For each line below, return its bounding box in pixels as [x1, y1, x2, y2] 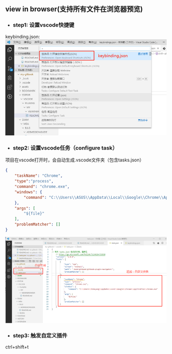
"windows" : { [14, 189, 42, 195]
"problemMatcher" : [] [14, 222, 60, 227]
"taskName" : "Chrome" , [14, 173, 63, 178]
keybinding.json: [5, 33, 40, 39]
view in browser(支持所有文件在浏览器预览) [5, 5, 143, 14]
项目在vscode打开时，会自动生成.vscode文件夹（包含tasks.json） [5, 157, 144, 163]
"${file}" [24, 211, 45, 216]
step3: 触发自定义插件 [12, 332, 68, 339]
